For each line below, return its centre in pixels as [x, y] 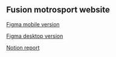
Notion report [23, 47]
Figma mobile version [33, 24]
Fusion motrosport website [58, 10]
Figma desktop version [35, 36]
